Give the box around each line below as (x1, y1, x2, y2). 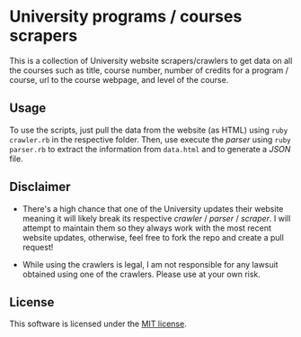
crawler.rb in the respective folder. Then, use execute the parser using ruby (9, 133, 291, 145)
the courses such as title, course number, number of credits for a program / (9, 65, 289, 76)
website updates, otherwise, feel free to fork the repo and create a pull (22, 232, 285, 242)
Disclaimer (9, 179, 71, 195)
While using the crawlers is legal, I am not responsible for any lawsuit (22, 259, 279, 269)
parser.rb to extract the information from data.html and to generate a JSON (9, 143, 291, 154)
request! (22, 241, 54, 252)
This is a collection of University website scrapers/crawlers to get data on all (9, 55, 293, 66)
